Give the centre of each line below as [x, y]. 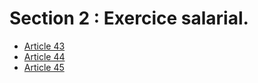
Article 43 [44, 46]
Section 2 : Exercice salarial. [129, 18]
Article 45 [44, 67]
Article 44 [44, 56]
